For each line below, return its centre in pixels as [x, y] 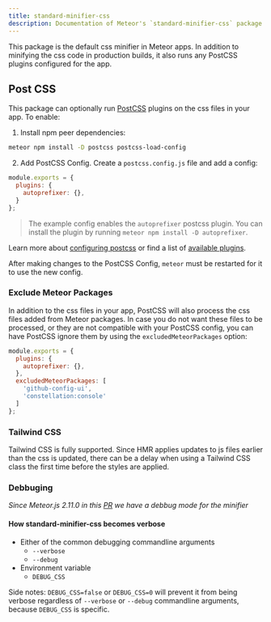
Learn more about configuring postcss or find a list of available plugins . [127, 248]
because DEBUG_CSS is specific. [59, 609]
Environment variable [55, 568]
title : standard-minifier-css [59, 16]
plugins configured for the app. [60, 63]
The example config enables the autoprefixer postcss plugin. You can [145, 223]
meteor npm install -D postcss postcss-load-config [97, 148]
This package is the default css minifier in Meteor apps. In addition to [124, 46]
